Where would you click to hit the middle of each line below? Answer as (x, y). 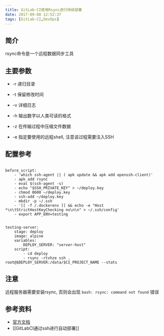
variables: (25, 240)
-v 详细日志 (24, 105)
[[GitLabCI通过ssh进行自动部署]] (46, 328)
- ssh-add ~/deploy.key (39, 196)
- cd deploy (36, 253)
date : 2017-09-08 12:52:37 (33, 14)
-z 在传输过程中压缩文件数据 (41, 126)
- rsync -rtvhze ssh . (47, 258)
